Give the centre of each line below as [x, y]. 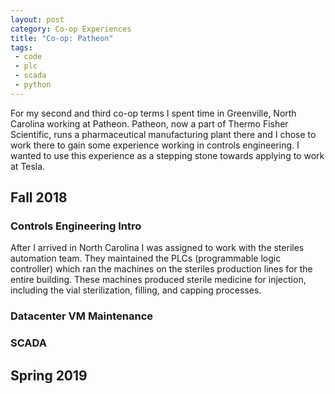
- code [28, 57]
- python [33, 85]
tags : [21, 47]
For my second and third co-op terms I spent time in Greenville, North [153, 113]
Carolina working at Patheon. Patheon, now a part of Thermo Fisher [149, 123]
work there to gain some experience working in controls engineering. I [155, 145]
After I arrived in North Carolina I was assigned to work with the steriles [157, 248]
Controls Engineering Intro [76, 226]
